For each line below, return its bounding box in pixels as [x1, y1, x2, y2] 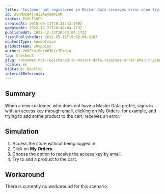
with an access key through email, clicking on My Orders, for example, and [5, 108, 156, 114]
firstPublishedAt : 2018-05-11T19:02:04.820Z [5, 35, 98, 40]
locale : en [5, 62, 27, 67]
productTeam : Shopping [5, 44, 52, 49]
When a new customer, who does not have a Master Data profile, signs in [5, 102, 153, 108]
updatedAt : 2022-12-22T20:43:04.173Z [5, 26, 82, 31]
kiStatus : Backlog [5, 67, 43, 72]
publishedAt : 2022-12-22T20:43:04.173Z [5, 30, 87, 35]
